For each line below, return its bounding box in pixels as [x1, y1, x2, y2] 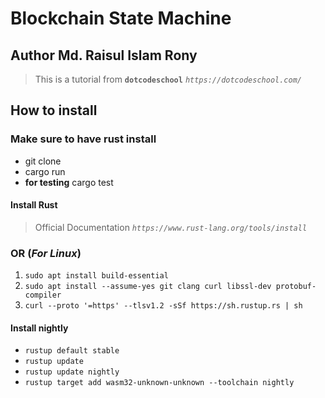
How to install [10, 102, 98, 119]
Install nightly [10, 322, 69, 334]
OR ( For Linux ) [10, 246, 82, 260]
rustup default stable [24, 346, 120, 356]
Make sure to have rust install [10, 132, 157, 146]
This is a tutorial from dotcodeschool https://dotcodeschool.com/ [34, 73, 303, 85]
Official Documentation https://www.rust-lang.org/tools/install [34, 221, 308, 233]
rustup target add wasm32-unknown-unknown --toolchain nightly [24, 378, 295, 388]
